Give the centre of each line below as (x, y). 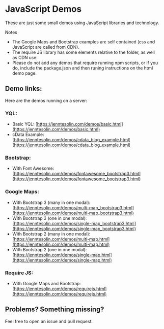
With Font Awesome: (33, 168)
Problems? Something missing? (55, 310)
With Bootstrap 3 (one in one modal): (50, 218)
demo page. (24, 73)
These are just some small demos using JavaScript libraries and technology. (82, 23)
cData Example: (28, 134)
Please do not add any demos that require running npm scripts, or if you (85, 63)
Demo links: (24, 89)
